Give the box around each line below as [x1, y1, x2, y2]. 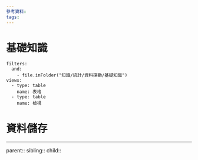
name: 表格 [16, 89, 42, 95]
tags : [6, 14, 19, 20]
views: [6, 78, 22, 84]
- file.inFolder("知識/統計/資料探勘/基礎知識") [16, 72, 128, 78]
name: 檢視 [16, 101, 42, 106]
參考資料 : [6, 8, 27, 15]
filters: [6, 61, 28, 67]
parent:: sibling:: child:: [6, 147, 62, 154]
